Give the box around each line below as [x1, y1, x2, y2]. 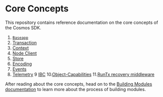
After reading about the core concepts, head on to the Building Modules [5, 81, 153, 87]
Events [12, 66, 27, 72]
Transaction [12, 39, 37, 45]
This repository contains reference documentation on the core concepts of [5, 19, 158, 25]
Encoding [12, 61, 32, 67]
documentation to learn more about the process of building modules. [5, 86, 146, 92]
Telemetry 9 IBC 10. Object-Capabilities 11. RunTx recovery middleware [12, 71, 155, 77]
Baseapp [12, 35, 28, 40]
